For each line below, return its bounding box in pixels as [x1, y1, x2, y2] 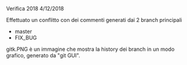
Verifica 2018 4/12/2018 [6, 5, 64, 12]
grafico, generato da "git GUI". [6, 52, 80, 58]
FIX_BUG [14, 34, 37, 41]
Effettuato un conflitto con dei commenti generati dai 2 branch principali [6, 17, 182, 23]
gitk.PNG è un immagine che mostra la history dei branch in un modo [6, 45, 175, 53]
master [14, 28, 33, 35]
